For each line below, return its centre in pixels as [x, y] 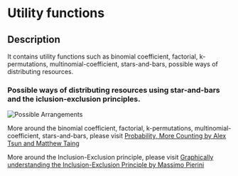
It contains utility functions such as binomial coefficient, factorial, [103, 56]
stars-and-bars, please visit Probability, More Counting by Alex [134, 136]
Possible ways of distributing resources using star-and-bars [114, 90]
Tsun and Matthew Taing [43, 143]
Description [34, 40]
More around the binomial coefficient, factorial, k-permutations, [100, 128]
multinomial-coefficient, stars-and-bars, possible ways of [134, 64]
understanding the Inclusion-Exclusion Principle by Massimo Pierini [106, 165]
